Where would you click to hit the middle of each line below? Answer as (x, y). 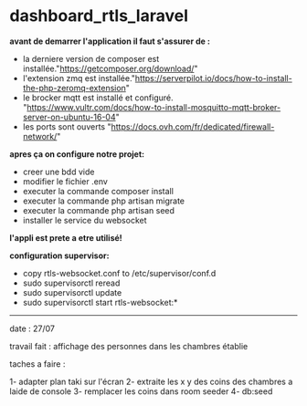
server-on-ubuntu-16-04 (69, 117)
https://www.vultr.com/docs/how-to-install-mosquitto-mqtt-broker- (154, 107)
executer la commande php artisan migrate (104, 201)
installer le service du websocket (85, 220)
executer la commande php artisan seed (99, 210)
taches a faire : (37, 364)
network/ (40, 136)
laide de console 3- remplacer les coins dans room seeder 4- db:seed (141, 391)
